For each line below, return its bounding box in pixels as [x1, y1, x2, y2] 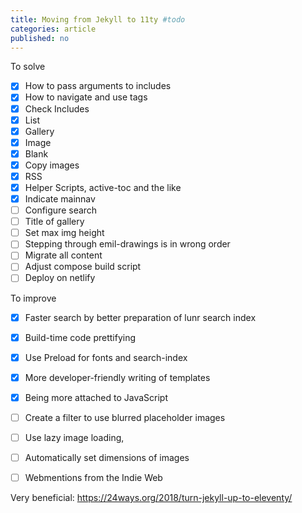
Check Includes [24, 102, 90, 115]
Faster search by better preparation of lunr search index [24, 311, 257, 323]
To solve [10, 61, 46, 73]
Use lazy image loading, [24, 431, 125, 443]
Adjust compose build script [24, 261, 142, 273]
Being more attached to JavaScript [24, 391, 168, 403]
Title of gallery [24, 216, 85, 228]
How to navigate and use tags [24, 91, 148, 103]
